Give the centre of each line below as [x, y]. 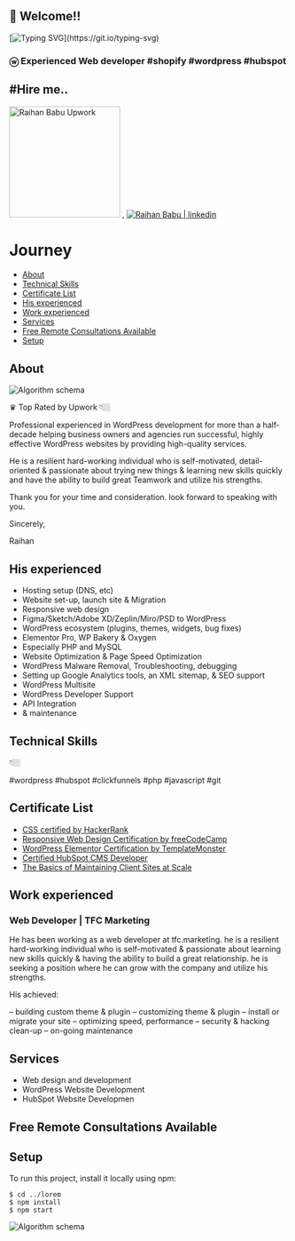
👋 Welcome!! [45, 16]
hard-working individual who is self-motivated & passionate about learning [145, 949]
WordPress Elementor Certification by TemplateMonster [124, 848]
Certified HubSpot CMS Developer [85, 857]
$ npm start [31, 1210]
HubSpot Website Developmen [78, 1099]
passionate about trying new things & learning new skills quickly [166, 471]
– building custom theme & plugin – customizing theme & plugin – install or [144, 1012]
